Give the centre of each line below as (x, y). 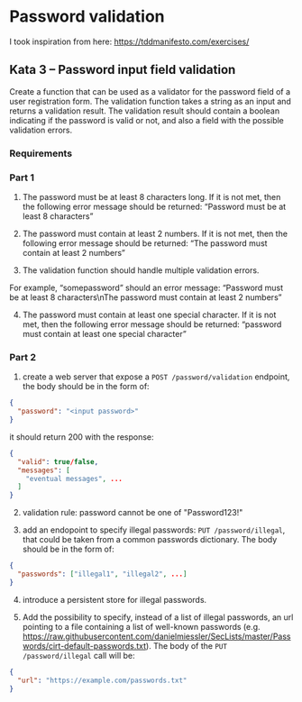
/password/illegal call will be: (78, 655)
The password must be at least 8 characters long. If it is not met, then (151, 196)
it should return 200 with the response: (82, 437)
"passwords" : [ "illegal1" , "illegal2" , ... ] (102, 574)
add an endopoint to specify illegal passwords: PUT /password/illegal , (154, 530)
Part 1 (22, 178)
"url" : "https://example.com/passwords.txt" (102, 680)
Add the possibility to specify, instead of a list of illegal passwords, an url (158, 617)
